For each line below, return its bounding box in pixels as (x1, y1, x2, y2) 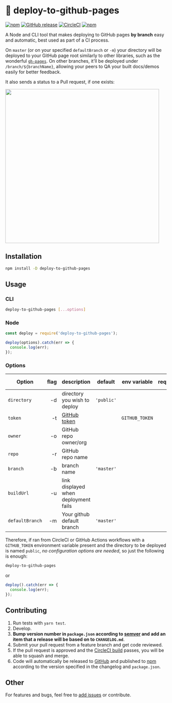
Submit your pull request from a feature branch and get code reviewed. (12, 641, 163, 648)
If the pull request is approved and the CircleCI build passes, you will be (12, 647, 164, 653)
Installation (5, 252, 42, 261)
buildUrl (8, 490, 29, 496)
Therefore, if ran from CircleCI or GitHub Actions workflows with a (5, 537, 145, 543)
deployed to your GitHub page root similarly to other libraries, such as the (5, 52, 160, 59)
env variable (122, 378, 153, 386)
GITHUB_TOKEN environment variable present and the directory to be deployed (5, 542, 166, 548)
